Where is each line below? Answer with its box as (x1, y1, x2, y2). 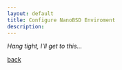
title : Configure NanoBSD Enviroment (7, 17, 116, 24)
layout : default (7, 10, 54, 17)
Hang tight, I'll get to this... (7, 42, 83, 51)
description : (7, 23, 45, 30)
